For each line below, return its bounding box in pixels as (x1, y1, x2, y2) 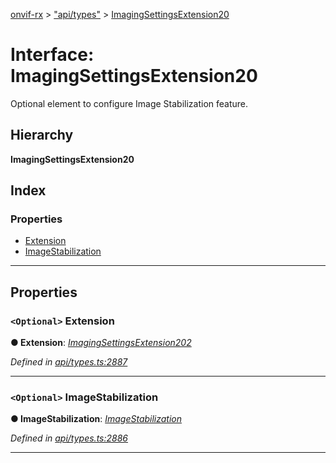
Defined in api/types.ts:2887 (10, 356, 128, 368)
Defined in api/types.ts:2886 (10, 432, 129, 444)
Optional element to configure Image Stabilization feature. (10, 97, 249, 109)
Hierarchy (10, 127, 74, 144)
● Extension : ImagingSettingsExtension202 (10, 337, 192, 349)
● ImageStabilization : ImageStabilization (10, 413, 183, 425)
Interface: (10, 44, 95, 66)
